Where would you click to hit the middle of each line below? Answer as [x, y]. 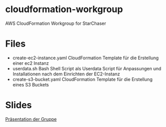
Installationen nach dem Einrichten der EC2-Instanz [66, 74]
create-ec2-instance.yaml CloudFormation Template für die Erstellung [86, 58]
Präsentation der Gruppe [31, 119]
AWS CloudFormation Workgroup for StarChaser [56, 23]
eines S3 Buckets [31, 84]
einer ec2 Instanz [31, 63]
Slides [18, 105]
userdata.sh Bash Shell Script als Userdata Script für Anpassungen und [87, 68]
